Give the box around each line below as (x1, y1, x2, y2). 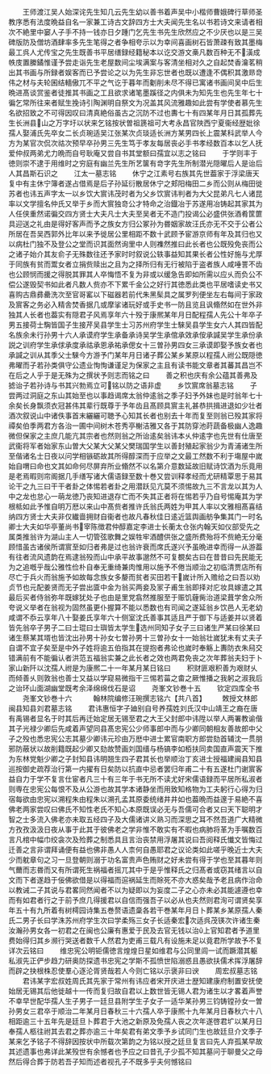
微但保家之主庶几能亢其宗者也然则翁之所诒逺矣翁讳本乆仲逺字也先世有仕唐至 (8, 431, 263, 440)
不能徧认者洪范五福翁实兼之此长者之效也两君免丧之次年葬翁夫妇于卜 (35, 653, 263, 662)
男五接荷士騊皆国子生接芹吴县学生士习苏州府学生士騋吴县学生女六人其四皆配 (8, 320, 263, 329)
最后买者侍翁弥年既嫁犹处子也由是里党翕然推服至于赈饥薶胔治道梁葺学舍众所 (8, 593, 263, 602)
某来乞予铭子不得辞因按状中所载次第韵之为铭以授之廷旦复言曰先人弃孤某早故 (8, 1037, 263, 1046)
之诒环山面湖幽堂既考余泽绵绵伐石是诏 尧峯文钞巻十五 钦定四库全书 (8, 683, 260, 693)
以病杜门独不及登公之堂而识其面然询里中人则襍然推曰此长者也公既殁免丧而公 (8, 239, 263, 249)
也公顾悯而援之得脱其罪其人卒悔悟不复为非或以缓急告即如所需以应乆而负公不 (8, 270, 263, 279)
